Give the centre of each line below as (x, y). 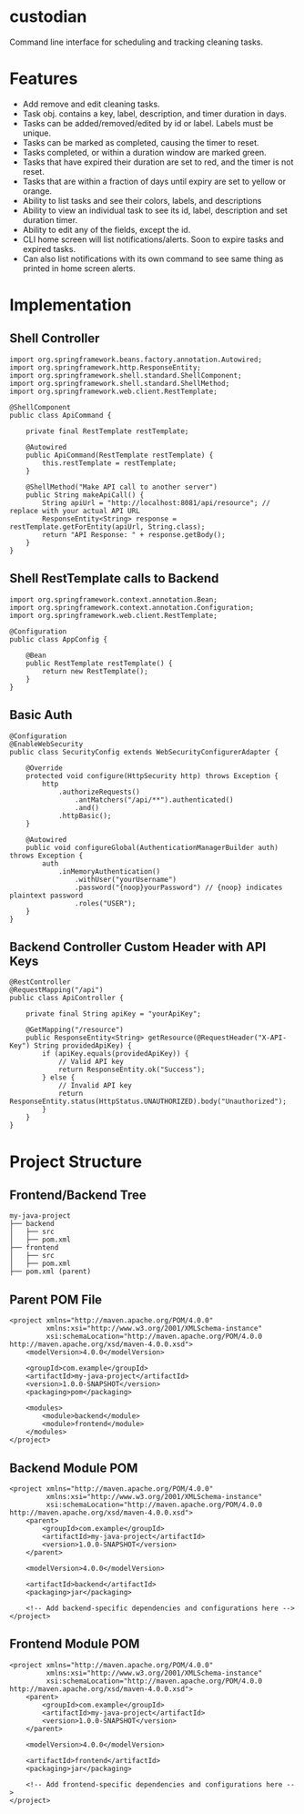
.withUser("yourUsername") (126, 879)
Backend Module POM (74, 1468)
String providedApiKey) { (82, 1046)
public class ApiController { (67, 998)
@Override (45, 768)
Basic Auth (41, 715)
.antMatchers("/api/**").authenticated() (154, 800)
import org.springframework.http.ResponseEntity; (106, 367)
